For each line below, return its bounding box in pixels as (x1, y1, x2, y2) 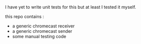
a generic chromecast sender (12, 28, 72, 34)
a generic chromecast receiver (12, 23, 75, 29)
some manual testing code (12, 34, 67, 39)
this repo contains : (5, 14, 44, 19)
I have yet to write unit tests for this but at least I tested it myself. (5, 4, 137, 10)
